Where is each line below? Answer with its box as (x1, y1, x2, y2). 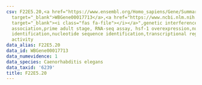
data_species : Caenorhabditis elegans (6, 59, 103, 65)
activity (11, 37, 34, 42)
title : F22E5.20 (6, 70, 47, 76)
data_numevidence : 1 (6, 53, 58, 59)
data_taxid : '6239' (6, 64, 55, 71)
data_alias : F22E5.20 (6, 42, 61, 48)
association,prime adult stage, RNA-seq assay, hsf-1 (11, 25, 149, 32)
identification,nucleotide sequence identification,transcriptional (11, 31, 187, 37)
